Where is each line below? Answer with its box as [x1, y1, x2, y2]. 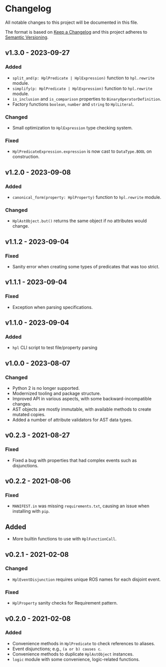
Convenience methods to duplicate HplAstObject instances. [12, 651, 134, 657]
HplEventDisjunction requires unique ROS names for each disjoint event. [12, 576, 161, 582]
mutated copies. [12, 411, 46, 417]
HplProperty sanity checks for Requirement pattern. [12, 600, 118, 606]
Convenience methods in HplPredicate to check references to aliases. [12, 640, 155, 646]
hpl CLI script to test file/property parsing [12, 345, 98, 351]
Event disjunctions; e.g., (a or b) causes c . [12, 646, 102, 652]
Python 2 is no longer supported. [12, 385, 80, 391]
